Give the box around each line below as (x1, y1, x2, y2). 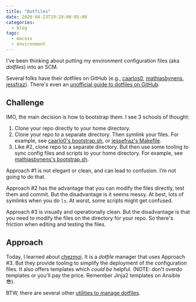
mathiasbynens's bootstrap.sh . (14, 155, 89, 162)
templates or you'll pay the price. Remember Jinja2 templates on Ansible (6, 272, 181, 279)
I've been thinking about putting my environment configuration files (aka (6, 57, 180, 64)
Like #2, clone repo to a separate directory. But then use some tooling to (14, 143, 189, 150)
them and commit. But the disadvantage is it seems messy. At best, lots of (6, 190, 184, 197)
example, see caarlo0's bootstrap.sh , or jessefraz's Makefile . (14, 137, 162, 144)
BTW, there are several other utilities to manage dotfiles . (6, 289, 141, 296)
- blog (11, 25, 27, 31)
